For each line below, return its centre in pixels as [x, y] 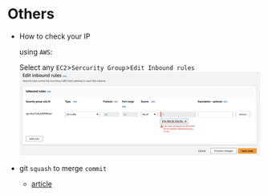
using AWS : [36, 51]
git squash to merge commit [63, 169]
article [42, 184]
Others [31, 14]
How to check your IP [55, 36]
